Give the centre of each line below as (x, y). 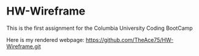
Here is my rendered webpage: (45, 40)
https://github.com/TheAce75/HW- (130, 40)
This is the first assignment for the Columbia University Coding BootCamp (99, 28)
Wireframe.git (24, 46)
